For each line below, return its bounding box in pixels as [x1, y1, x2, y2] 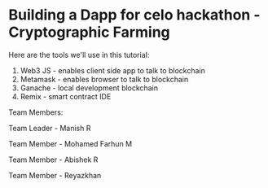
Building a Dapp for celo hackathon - [8, 6, 261, 24]
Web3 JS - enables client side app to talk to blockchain [20, 65, 205, 75]
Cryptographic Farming [8, 23, 171, 42]
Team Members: [8, 107, 64, 117]
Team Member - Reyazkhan [8, 170, 102, 180]
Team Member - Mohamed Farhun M [8, 138, 133, 148]
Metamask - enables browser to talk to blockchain [20, 74, 189, 84]
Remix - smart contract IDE [20, 91, 112, 101]
